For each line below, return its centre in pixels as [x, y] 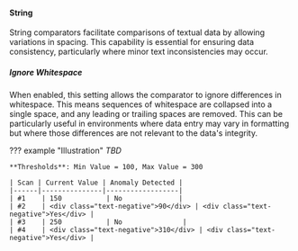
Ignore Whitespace [46, 72]
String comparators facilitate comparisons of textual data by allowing [137, 32]
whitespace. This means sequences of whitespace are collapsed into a [141, 104]
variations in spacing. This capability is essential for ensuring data [132, 42]
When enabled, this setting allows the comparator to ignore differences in [145, 95]
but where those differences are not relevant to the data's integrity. [134, 133]
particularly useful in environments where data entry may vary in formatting [149, 124]
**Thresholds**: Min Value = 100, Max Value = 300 [106, 167]
